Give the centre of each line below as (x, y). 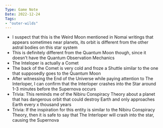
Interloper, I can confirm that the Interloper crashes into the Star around (84, 84)
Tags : (10, 19)
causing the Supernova (36, 120)
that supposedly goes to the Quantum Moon (56, 73)
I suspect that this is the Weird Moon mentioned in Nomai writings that (83, 37)
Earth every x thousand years (42, 105)
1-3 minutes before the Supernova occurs (54, 89)
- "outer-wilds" (21, 23)
